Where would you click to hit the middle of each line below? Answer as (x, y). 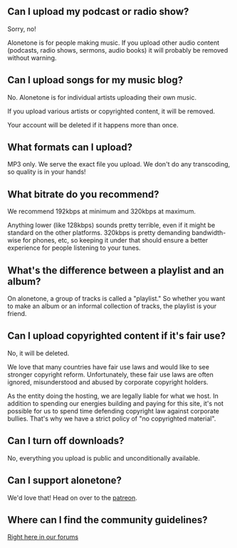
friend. (17, 314)
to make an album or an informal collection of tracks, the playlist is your (112, 306)
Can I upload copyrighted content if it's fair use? (117, 336)
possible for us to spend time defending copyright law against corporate (113, 411)
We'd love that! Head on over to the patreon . (72, 497)
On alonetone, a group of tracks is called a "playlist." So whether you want (116, 299)
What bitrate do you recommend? (83, 194)
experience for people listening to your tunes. (74, 248)
